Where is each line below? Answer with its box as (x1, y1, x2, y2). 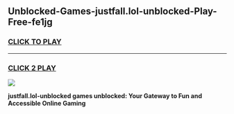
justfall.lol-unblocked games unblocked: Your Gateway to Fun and (8, 91, 203, 99)
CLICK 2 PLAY (8, 63, 56, 73)
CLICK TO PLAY (8, 37, 62, 47)
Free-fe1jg (8, 17, 53, 28)
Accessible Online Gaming (8, 99, 86, 107)
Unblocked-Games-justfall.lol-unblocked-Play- (8, 6, 217, 17)
